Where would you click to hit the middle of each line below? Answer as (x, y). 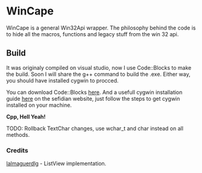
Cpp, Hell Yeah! (26, 116)
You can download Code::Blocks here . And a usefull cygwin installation (94, 92)
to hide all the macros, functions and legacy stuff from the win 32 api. (93, 34)
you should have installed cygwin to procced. (62, 80)
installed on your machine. (39, 105)
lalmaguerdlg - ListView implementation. (56, 163)
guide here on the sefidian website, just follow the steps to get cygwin (93, 98)
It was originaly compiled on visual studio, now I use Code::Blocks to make (99, 68)
